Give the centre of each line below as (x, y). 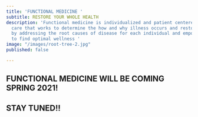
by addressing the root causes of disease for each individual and (96, 34)
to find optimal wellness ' (46, 39)
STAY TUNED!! (33, 108)
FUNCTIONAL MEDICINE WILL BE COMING (85, 79)
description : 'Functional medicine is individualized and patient (89, 22)
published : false (27, 50)
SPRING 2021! (32, 88)
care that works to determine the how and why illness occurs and (95, 28)
